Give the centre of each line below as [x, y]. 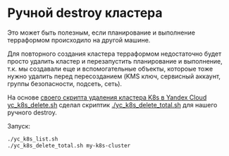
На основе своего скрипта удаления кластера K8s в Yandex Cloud [107, 97]
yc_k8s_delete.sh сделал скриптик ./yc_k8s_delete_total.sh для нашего [112, 104]
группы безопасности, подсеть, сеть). [64, 83]
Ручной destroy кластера [85, 13]
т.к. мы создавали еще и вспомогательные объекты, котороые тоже [110, 68]
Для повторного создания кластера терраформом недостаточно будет [114, 54]
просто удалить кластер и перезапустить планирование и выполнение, [115, 61]
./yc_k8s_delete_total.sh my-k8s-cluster [69, 145]
